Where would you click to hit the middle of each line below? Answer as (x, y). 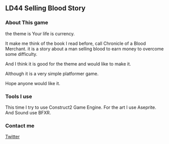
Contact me (20, 125)
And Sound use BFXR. (28, 112)
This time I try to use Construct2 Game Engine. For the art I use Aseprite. (81, 107)
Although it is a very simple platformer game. (52, 74)
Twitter (13, 137)
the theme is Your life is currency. (40, 33)
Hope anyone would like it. (33, 83)
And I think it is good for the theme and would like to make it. (68, 64)
